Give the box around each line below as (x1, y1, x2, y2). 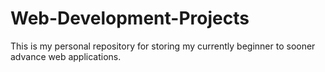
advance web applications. (10, 50, 122, 62)
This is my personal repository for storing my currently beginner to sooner (10, 40, 316, 52)
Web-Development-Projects (10, 7, 250, 30)
